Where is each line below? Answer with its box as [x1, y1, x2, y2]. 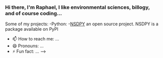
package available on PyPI [5, 26, 59, 32]
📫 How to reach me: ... [12, 36, 59, 42]
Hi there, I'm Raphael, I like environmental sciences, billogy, [5, 4, 150, 11]
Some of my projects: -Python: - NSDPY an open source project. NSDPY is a [5, 21, 159, 27]
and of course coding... [5, 10, 62, 17]
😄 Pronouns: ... [12, 43, 44, 49]
